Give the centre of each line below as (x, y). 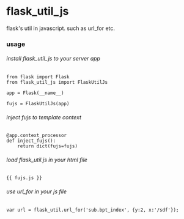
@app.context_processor (37, 136)
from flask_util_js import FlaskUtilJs (57, 83)
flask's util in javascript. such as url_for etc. (61, 28)
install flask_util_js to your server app (53, 59)
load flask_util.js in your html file (47, 160)
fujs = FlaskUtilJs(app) (38, 104)
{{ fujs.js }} (24, 178)
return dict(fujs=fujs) (48, 146)
